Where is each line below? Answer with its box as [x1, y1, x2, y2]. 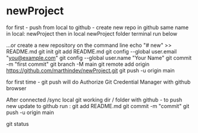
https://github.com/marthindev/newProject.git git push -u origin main [6, 66, 175, 74]
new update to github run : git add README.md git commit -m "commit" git [6, 102, 190, 109]
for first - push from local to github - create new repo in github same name [6, 24, 189, 31]
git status [6, 120, 29, 127]
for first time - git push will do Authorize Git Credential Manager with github [6, 78, 191, 85]
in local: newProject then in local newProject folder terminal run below [6, 30, 178, 37]
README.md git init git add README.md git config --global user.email [6, 47, 177, 55]
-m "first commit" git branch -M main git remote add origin [6, 61, 150, 68]
